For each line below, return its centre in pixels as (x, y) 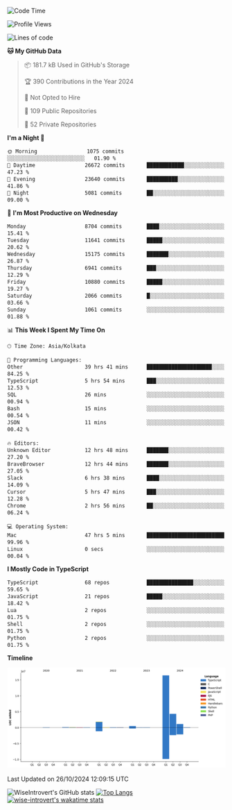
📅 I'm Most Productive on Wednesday (62, 213)
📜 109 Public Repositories (60, 111)
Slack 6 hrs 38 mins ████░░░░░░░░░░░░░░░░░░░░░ (116, 478)
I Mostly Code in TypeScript (48, 569)
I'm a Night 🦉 (26, 138)
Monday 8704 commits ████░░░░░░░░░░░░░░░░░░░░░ (116, 226)
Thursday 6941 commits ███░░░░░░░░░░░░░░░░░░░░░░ (116, 268)
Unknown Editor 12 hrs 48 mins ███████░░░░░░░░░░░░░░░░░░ (116, 450)
